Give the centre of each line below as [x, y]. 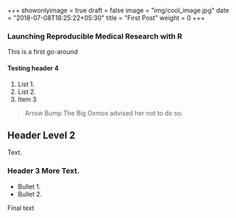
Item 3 [27, 99]
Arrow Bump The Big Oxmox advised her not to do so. [104, 113]
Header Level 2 [42, 135]
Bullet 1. [29, 186]
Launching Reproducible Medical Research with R [95, 36]
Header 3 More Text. [44, 171]
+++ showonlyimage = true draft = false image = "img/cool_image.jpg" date [118, 10]
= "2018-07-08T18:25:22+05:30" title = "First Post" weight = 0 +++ [106, 18]
